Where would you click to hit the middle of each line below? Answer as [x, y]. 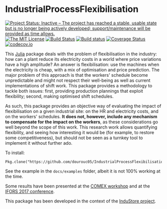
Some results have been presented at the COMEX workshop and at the [78, 186]
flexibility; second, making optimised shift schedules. [59, 96]
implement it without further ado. [39, 143]
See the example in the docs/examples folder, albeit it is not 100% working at [83, 171]
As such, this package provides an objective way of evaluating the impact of [83, 106]
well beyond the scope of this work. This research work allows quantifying [81, 127]
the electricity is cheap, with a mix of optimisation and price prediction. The [83, 70]
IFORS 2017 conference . [30, 191]
